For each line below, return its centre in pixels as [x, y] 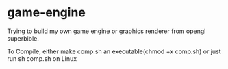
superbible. [23, 38]
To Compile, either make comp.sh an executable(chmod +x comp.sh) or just [114, 51]
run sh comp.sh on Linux [42, 58]
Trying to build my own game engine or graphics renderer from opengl [106, 31]
